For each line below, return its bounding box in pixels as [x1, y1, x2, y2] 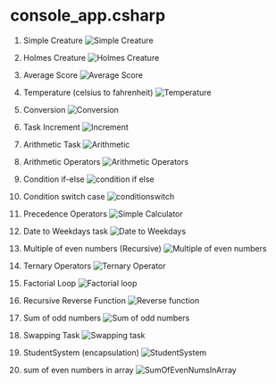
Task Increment [22, 122, 81, 132]
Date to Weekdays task [22, 226, 108, 236]
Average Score [22, 69, 79, 81]
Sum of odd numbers [22, 312, 102, 323]
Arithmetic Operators [22, 156, 101, 166]
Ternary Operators [22, 260, 92, 271]
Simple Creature [22, 35, 83, 46]
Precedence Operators [22, 208, 108, 219]
